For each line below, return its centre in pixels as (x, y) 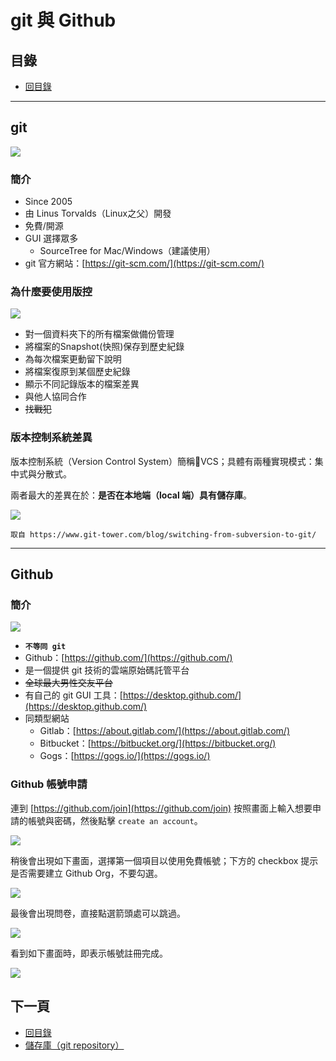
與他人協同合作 (55, 397)
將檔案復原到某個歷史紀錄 (77, 372)
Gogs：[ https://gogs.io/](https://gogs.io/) (125, 756)
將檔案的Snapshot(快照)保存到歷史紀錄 (104, 347)
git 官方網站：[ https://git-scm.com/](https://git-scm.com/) (144, 263)
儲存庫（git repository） (74, 1045)
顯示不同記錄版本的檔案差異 (82, 384)
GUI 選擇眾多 (51, 238)
